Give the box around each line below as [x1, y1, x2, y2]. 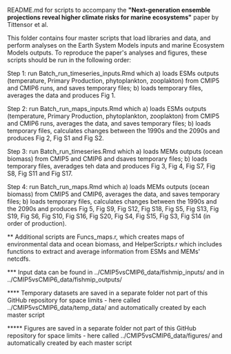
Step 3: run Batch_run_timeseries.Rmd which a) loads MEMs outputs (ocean [7, 148, 223, 155]
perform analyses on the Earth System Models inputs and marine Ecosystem [7, 41, 225, 49]
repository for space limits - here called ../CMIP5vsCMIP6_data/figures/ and [7, 331, 223, 340]
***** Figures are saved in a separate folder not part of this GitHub [7, 324, 197, 332]
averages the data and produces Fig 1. [7, 91, 116, 99]
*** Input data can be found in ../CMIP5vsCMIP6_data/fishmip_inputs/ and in [7, 268, 225, 276]
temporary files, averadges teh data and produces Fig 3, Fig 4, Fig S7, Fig [7, 162, 216, 170]
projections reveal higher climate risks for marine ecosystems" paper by [7, 13, 219, 21]
